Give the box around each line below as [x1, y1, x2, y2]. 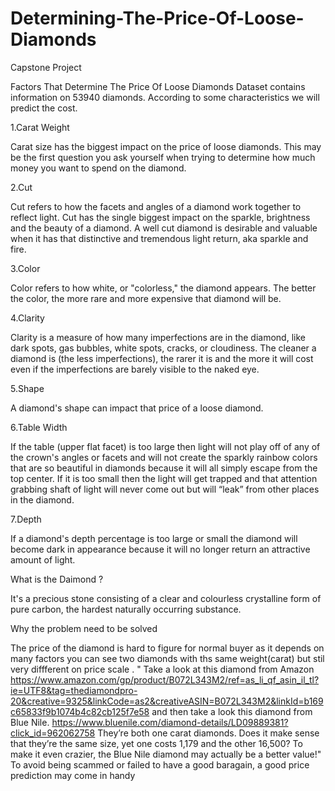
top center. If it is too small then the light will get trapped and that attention [10, 472, 318, 484]
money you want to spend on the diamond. [10, 162, 187, 174]
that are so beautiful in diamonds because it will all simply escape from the [10, 462, 318, 474]
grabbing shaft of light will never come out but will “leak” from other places [10, 483, 320, 495]
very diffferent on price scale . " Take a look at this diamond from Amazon [10, 663, 315, 675]
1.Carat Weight [10, 121, 70, 133]
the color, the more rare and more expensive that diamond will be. [10, 292, 282, 304]
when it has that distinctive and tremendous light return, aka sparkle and [10, 232, 309, 244]
